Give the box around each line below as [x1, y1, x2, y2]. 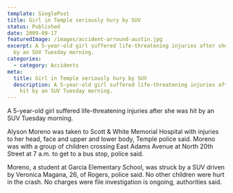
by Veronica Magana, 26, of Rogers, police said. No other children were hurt [7, 171, 225, 179]
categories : [7, 56, 42, 62]
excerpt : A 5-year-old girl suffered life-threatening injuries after [7, 42, 216, 49]
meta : [7, 68, 23, 75]
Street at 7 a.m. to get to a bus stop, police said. [7, 150, 144, 158]
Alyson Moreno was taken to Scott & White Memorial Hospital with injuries [7, 128, 219, 136]
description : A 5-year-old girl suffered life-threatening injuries [13, 81, 216, 88]
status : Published [7, 23, 60, 30]
